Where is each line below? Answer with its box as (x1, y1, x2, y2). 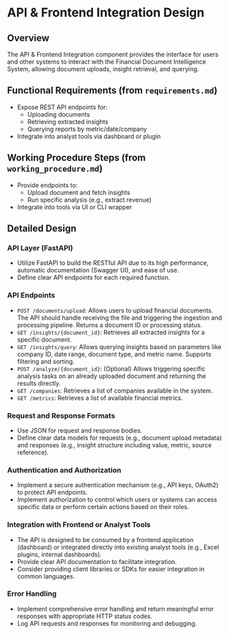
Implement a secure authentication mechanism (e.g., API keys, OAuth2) (16, 481, 219, 489)
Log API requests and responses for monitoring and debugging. (16, 619, 197, 627)
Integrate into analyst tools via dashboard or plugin (16, 132, 161, 140)
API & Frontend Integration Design (7, 5, 204, 21)
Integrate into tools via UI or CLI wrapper (16, 202, 132, 211)
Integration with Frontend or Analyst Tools (7, 520, 151, 530)
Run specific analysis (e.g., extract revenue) (27, 196, 152, 204)
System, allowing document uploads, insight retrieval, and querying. (7, 65, 200, 73)
